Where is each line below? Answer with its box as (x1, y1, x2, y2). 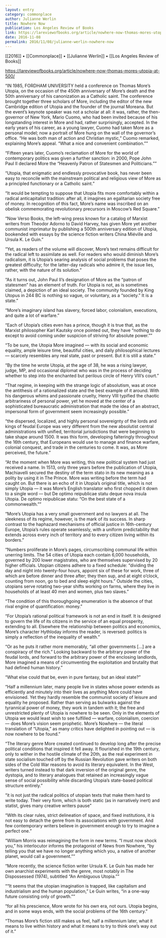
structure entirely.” (5, 782, 43, 788)
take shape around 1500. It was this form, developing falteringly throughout (5, 433, 158, 440)
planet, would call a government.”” (5, 853, 76, 859)
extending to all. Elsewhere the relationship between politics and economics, (5, 623, 161, 629)
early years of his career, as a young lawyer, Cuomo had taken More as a (5, 125, 154, 130)
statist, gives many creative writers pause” (5, 803, 92, 809)
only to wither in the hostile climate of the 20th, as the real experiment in (5, 751, 153, 757)
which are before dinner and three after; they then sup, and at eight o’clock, (5, 573, 159, 579)
